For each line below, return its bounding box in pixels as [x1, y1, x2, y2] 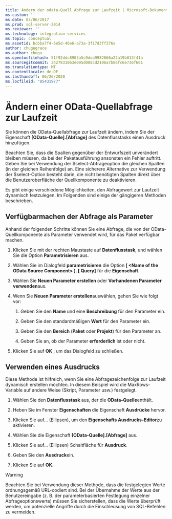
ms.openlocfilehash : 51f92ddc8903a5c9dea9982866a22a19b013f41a [5, 55, 143, 60]
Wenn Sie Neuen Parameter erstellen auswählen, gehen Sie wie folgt [12, 293, 159, 299]
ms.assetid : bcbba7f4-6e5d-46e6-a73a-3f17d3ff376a [5, 41, 116, 46]
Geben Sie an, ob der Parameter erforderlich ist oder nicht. [20, 338, 146, 344]
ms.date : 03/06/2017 [5, 17, 50, 22]
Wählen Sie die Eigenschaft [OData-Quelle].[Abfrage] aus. [12, 432, 138, 438]
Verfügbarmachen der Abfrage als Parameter [5, 212, 153, 221]
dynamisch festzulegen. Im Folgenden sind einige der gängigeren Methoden [5, 192, 166, 198]
